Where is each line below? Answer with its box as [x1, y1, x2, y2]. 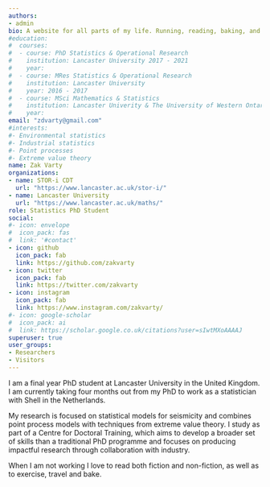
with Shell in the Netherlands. [8, 395, 106, 405]
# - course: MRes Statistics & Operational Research [8, 72, 193, 80]
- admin [8, 19, 35, 27]
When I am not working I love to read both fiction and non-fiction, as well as [8, 460, 260, 470]
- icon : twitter [8, 266, 63, 274]
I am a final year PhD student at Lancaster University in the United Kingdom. [8, 378, 260, 387]
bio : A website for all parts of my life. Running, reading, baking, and [8, 27, 261, 35]
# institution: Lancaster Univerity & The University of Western [8, 101, 243, 109]
